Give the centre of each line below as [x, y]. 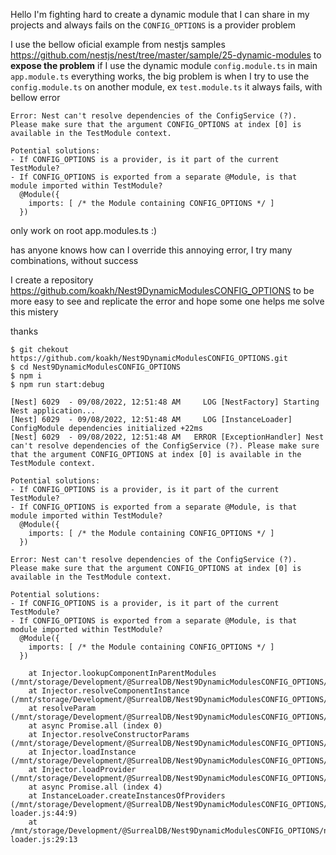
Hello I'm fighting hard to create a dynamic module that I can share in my [160, 14]
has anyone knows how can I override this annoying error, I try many [151, 250]
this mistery [34, 312]
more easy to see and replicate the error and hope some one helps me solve [167, 301]
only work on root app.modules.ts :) [84, 230]
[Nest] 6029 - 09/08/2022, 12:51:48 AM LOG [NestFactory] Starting [165, 402]
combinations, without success [74, 260]
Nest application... [53, 411]
